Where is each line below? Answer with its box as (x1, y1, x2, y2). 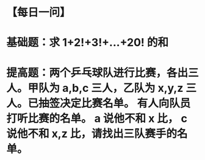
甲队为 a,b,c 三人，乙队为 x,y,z (27, 81, 184, 95)
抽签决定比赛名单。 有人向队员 (38, 96, 191, 110)
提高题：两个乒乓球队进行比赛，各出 (6, 66, 189, 80)
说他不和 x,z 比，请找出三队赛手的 (6, 127, 177, 141)
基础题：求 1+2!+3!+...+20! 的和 (6, 36, 169, 49)
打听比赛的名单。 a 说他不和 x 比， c (6, 111, 188, 125)
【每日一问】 (6, 5, 71, 19)
